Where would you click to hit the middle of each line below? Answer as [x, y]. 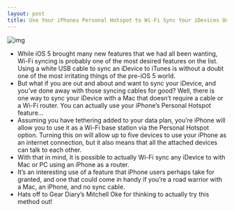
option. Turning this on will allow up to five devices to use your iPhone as [122, 135]
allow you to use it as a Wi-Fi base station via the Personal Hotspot [113, 127]
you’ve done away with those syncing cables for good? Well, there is [116, 91]
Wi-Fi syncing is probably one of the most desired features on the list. [117, 61]
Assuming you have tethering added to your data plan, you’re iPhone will [121, 120]
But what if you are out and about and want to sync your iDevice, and [116, 83]
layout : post [26, 14]
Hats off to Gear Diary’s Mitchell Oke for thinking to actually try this [113, 194]
